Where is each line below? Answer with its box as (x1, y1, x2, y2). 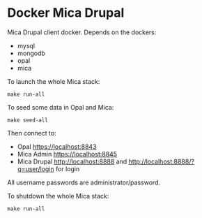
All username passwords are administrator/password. (7, 178, 161, 187)
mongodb (17, 49, 45, 57)
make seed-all (7, 117, 49, 124)
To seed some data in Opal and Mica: (7, 103, 114, 111)
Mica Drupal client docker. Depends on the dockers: (7, 28, 157, 36)
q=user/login (17, 164, 54, 173)
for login (55, 164, 80, 173)
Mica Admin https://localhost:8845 (17, 150, 117, 158)
